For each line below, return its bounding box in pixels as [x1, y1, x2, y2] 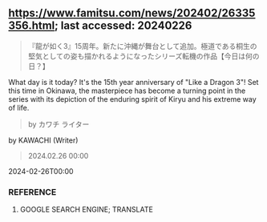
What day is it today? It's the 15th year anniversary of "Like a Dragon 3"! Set [8, 77, 259, 87]
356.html [8, 19, 55, 33]
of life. [8, 103, 30, 112]
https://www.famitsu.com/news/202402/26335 [8, 6, 256, 20]
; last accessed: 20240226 [55, 19, 192, 33]
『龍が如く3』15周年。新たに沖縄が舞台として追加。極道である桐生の [27, 41, 257, 50]
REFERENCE [8, 186, 57, 197]
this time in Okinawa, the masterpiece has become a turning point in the [8, 86, 246, 95]
